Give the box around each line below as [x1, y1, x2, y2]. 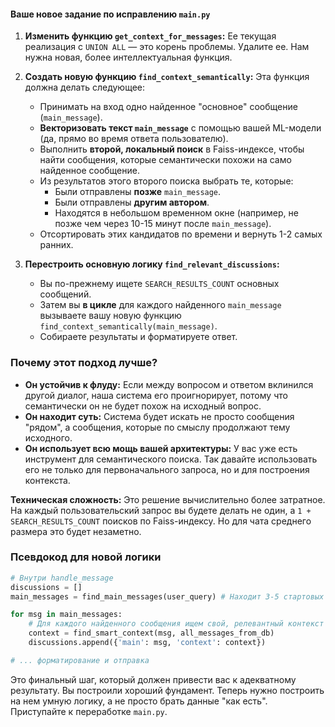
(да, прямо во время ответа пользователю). [39, 133, 229, 145]
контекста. [24, 474, 71, 486]
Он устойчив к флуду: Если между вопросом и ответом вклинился [24, 378, 314, 390]
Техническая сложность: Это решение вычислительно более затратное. [10, 493, 326, 505]
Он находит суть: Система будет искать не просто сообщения [24, 410, 295, 422]
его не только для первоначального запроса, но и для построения [24, 463, 310, 475]
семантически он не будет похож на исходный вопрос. [24, 400, 262, 412]
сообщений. [39, 288, 92, 300]
